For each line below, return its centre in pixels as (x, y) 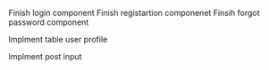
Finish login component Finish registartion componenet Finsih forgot (134, 13)
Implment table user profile (58, 39)
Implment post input (45, 56)
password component (49, 22)
